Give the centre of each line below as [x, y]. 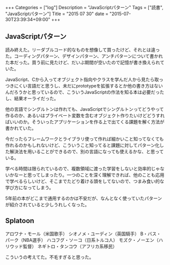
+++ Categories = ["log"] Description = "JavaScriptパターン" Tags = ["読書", [84, 7]
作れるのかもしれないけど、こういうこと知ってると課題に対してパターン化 [82, 145]
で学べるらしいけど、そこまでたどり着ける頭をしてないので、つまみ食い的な [85, 181]
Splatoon [20, 221]
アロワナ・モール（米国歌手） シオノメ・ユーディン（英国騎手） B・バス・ [83, 234]
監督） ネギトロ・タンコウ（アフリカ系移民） [70, 246]
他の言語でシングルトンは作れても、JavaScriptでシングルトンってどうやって [85, 109]
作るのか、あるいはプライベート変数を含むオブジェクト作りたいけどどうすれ [85, 115]
